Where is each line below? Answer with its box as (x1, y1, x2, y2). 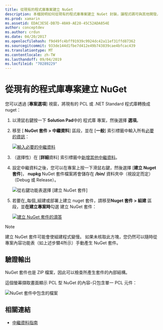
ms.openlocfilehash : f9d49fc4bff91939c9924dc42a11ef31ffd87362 (5, 39, 136, 44)
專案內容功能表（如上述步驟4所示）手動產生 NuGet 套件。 (5, 240, 121, 246)
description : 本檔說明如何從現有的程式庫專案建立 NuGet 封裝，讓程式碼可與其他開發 (5, 12, 157, 17)
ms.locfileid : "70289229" (5, 61, 57, 66)
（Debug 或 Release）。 (12, 177, 59, 183)
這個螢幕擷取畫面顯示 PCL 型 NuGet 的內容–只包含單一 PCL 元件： (5, 279, 137, 285)
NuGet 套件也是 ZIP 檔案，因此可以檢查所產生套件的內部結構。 (5, 269, 130, 275)
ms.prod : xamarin (5, 16, 40, 21)
